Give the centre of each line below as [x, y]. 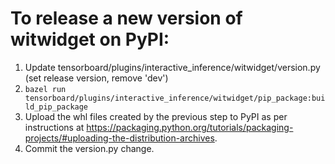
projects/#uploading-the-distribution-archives [119, 138]
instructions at [54, 127]
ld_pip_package [56, 107]
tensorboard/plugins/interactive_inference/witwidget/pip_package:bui [175, 98]
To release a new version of [126, 18]
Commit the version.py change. [89, 148]
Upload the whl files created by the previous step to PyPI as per [156, 116]
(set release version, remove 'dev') [96, 78]
